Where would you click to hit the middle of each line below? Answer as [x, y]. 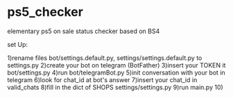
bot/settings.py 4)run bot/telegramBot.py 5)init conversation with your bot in [116, 72]
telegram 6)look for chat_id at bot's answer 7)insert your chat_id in [102, 79]
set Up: [18, 44]
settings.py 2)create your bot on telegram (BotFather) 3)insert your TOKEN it [116, 65]
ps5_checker [45, 12]
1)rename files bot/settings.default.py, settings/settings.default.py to [105, 58]
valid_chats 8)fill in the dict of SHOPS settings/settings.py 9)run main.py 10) [115, 87]
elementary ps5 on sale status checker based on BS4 [84, 31]
